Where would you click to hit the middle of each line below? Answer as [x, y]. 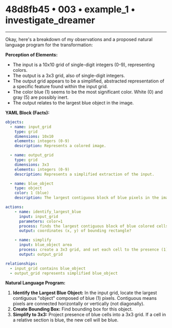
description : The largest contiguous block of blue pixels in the [87, 198]
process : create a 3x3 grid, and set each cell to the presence [89, 250]
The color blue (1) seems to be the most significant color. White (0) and [88, 92]
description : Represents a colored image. [60, 146]
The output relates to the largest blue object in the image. [73, 102]
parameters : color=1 [41, 221]
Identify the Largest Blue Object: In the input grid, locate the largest [85, 293]
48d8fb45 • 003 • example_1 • [70, 9]
